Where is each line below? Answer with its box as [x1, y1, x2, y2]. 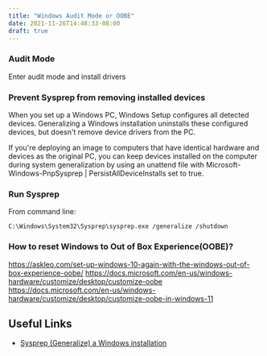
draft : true [8, 27, 48, 35]
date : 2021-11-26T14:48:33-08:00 [8, 19, 121, 27]
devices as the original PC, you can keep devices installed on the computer [8, 151, 257, 161]
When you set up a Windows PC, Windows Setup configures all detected [8, 110, 249, 119]
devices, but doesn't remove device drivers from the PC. [8, 126, 195, 137]
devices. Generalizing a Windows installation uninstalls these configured [8, 118, 249, 128]
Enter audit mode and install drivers [8, 72, 126, 81]
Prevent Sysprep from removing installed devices [8, 92, 206, 103]
